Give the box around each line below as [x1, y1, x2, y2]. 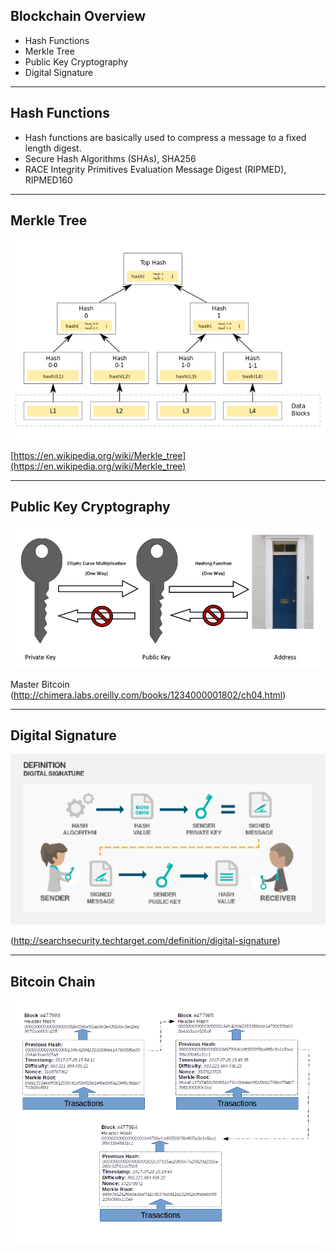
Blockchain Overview [10, 8, 147, 25]
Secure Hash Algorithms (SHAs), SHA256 [24, 152, 197, 164]
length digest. [24, 142, 82, 154]
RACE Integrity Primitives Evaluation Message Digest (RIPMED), [24, 163, 287, 175]
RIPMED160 [24, 174, 73, 186]
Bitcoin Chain [10, 973, 96, 990]
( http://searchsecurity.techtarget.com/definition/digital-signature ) [10, 935, 281, 947]
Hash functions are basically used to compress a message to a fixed [24, 131, 307, 143]
